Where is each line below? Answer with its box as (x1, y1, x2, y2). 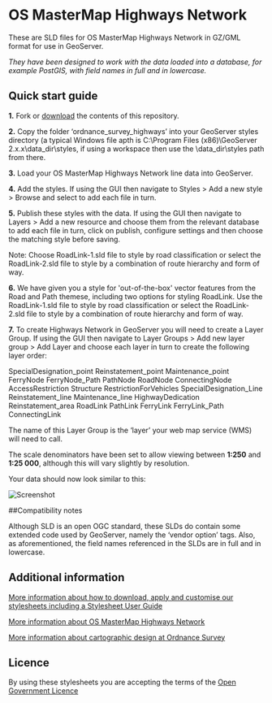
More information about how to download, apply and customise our (8, 592, 234, 602)
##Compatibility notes (8, 506, 83, 515)
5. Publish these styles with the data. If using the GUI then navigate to (8, 208, 242, 218)
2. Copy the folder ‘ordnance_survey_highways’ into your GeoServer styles (8, 126, 259, 136)
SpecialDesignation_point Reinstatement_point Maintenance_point (8, 366, 230, 375)
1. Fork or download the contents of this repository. (8, 111, 180, 120)
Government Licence (8, 686, 79, 696)
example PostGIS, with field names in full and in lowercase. (8, 65, 207, 75)
